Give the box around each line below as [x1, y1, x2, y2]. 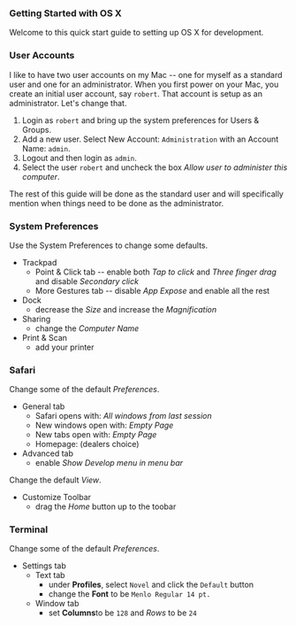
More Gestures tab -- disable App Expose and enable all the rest [34, 285, 270, 296]
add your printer [34, 342, 95, 352]
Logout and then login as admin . [21, 152, 137, 163]
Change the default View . [9, 475, 102, 485]
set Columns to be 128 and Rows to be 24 [48, 607, 197, 618]
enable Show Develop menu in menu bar [34, 458, 184, 468]
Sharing [21, 313, 51, 324]
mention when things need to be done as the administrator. [9, 197, 224, 208]
